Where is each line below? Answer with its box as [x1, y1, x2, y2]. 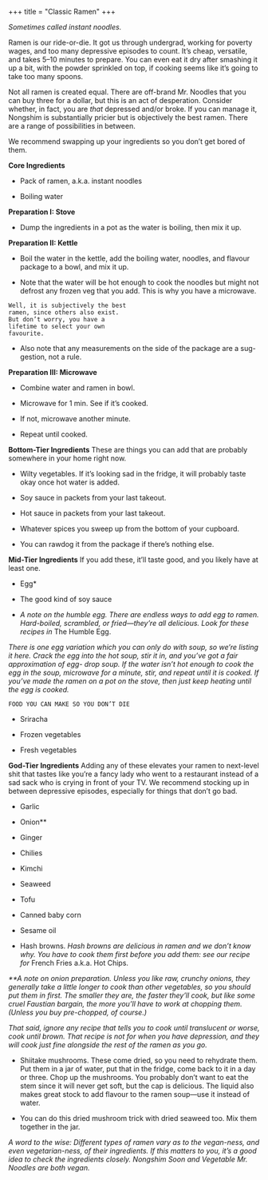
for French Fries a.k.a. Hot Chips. [19, 959, 129, 967]
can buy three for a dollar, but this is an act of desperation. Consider [8, 96, 233, 105]
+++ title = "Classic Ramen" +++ [8, 7, 116, 16]
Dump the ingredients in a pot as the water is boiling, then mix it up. [19, 223, 242, 232]
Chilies [19, 848, 43, 858]
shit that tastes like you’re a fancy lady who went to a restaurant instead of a [8, 769, 259, 779]
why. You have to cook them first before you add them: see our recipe [19, 950, 250, 959]
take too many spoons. [8, 72, 84, 81]
